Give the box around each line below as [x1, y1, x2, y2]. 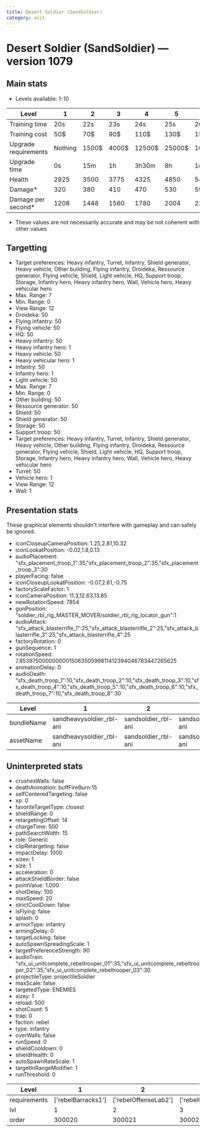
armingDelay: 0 [15, 927, 54, 934]
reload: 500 [15, 999, 45, 1006]
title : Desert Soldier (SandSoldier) [6, 9, 103, 15]
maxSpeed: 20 [15, 894, 53, 902]
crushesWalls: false [15, 777, 64, 785]
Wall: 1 [15, 487, 32, 495]
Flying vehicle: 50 [15, 324, 60, 331]
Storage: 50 [15, 422, 45, 430]
